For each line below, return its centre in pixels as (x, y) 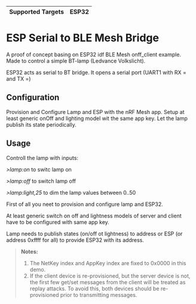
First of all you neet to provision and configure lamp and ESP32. (85, 204)
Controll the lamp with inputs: (42, 158)
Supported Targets (37, 12)
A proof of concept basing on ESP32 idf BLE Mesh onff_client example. (94, 54)
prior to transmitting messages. (99, 294)
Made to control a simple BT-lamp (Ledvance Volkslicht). (76, 61)
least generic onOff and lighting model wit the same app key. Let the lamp (97, 118)
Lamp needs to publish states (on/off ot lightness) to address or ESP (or (94, 234)
